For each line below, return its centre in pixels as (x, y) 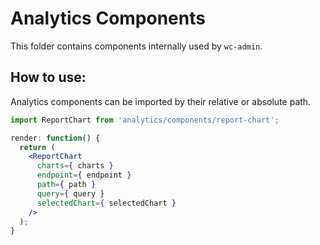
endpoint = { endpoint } (84, 175)
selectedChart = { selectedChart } (106, 203)
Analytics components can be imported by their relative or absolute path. (161, 101)
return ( (37, 147)
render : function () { (55, 138)
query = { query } (70, 193)
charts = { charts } (75, 166)
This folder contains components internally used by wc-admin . (136, 46)
